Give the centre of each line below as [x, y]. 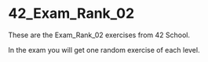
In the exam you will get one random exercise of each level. [104, 50]
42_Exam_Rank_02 [71, 14]
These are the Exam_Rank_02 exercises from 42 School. [99, 35]
